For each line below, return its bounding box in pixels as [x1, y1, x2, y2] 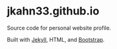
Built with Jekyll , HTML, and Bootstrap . [7, 36, 105, 43]
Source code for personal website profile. [7, 24, 112, 31]
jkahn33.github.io [7, 4, 100, 18]
